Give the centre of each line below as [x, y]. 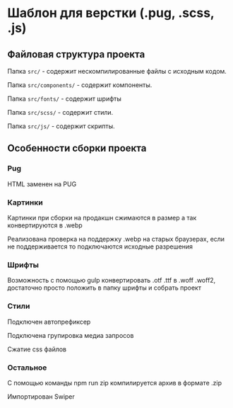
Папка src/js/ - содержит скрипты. [61, 126]
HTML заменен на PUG [42, 184]
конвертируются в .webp [45, 225]
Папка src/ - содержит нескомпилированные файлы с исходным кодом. [117, 71]
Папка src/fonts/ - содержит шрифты [65, 98]
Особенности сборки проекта [77, 148]
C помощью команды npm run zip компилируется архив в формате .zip [115, 382]
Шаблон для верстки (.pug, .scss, [111, 13]
